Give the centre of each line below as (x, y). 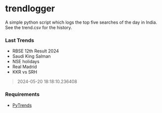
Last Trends (20, 40)
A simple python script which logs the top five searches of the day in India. (81, 22)
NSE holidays (26, 62)
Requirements (22, 94)
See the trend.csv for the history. (39, 27)
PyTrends (22, 105)
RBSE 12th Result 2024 (36, 51)
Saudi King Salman (31, 56)
